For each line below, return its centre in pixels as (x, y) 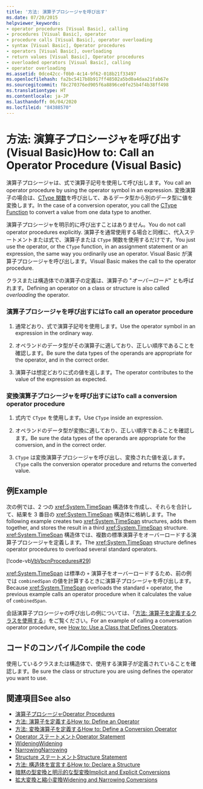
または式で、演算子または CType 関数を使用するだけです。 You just (114, 240)
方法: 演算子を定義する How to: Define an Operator (77, 722)
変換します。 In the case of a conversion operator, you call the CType (92, 206)
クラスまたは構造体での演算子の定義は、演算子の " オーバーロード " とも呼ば (100, 281)
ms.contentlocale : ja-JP (37, 96)
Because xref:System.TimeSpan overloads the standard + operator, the (95, 588)
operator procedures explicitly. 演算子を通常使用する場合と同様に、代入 (95, 232)
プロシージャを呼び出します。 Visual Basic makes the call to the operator (106, 261)
